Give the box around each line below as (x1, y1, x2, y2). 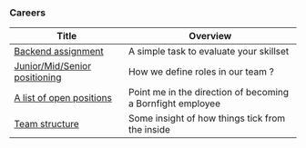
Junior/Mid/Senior (14, 60, 92, 73)
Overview (189, 30, 232, 43)
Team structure (14, 118, 79, 131)
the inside (127, 123, 171, 136)
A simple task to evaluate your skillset (127, 45, 290, 58)
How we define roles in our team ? (127, 65, 275, 78)
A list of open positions (14, 92, 112, 104)
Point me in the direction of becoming (127, 86, 290, 99)
